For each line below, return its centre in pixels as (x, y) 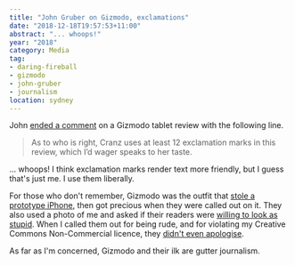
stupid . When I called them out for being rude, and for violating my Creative (148, 224)
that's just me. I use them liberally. (72, 179)
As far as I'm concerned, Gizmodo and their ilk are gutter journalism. (135, 251)
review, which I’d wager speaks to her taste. (112, 152)
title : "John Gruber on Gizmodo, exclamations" (99, 17)
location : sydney (41, 100)
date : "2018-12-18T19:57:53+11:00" (75, 26)
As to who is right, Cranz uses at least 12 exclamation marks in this (153, 142)
